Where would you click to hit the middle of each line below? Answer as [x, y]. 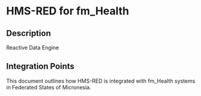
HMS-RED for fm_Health [68, 11]
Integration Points [40, 66]
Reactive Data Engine [33, 47]
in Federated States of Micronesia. [49, 87]
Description [28, 33]
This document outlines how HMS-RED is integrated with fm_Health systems [101, 81]
